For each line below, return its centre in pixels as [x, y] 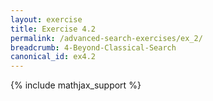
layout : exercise [46, 19]
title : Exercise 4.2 [53, 29]
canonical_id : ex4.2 [53, 57]
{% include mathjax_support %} [76, 85]
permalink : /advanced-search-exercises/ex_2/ [106, 38]
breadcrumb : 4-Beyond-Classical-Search [93, 47]
